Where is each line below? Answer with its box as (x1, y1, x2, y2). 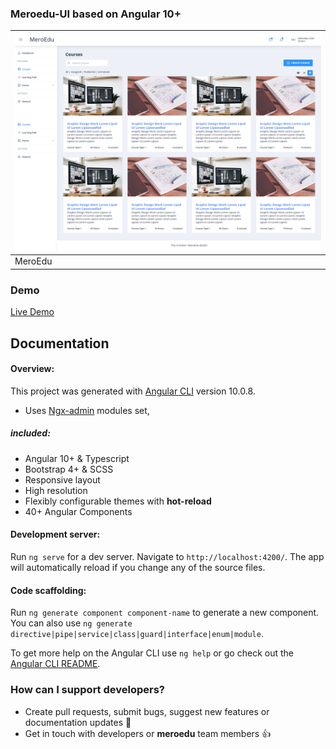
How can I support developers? (10, 683, 165, 697)
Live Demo (10, 306, 55, 318)
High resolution (24, 484, 88, 496)
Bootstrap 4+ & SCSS (24, 463, 114, 475)
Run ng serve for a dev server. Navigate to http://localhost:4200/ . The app (10, 551, 325, 562)
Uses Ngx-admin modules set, (24, 404, 150, 416)
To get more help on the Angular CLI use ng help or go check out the (10, 647, 294, 659)
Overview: (10, 363, 55, 375)
